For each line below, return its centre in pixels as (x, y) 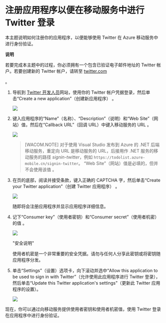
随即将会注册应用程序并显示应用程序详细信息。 (60, 206)
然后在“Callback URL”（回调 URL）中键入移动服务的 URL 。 (90, 125)
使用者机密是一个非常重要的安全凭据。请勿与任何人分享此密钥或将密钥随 (86, 253)
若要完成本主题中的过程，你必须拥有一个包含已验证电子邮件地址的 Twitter (80, 65)
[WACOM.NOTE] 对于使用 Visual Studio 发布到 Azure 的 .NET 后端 (92, 145)
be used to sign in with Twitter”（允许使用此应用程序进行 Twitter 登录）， (86, 277)
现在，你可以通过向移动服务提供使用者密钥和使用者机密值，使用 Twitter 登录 (83, 309)
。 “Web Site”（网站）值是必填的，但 (116, 163)
